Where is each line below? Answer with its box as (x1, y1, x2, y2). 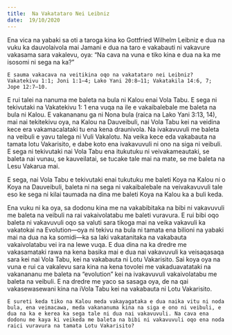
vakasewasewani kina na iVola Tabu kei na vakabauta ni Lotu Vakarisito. (7, 284, 213, 293)
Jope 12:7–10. (7, 83, 48, 90)
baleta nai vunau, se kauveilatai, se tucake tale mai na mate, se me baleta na (7, 154, 225, 163)
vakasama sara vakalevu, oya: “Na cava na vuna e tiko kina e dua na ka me (7, 50, 222, 59)
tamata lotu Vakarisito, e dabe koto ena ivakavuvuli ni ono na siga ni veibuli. (7, 139, 223, 148)
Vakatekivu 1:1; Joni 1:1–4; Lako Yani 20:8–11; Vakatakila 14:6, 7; (7, 77, 213, 84)
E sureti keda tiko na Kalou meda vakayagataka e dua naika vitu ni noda (7, 298, 225, 305)
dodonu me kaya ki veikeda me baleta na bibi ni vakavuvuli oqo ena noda (7, 316, 225, 323)
